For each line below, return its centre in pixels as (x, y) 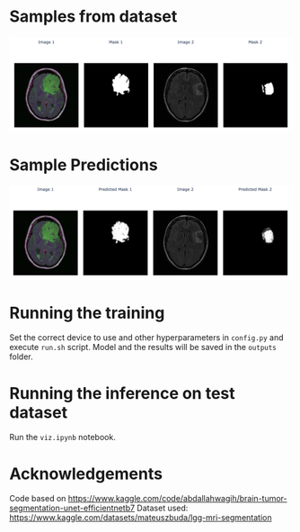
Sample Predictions (84, 165)
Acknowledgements (86, 473)
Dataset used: (163, 508)
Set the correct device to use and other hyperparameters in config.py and (147, 338)
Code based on (38, 499)
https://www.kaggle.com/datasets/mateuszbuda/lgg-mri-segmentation (141, 518)
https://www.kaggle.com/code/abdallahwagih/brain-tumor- (177, 499)
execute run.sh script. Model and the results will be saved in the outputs (143, 347)
